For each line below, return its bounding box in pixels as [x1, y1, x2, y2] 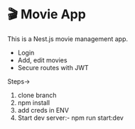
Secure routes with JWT [17, 63, 89, 72]
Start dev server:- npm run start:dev [17, 113, 124, 122]
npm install [17, 98, 50, 107]
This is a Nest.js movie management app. [7, 34, 128, 43]
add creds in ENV [17, 106, 70, 114]
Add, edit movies [17, 55, 67, 64]
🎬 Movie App [7, 6, 87, 23]
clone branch [17, 91, 57, 99]
